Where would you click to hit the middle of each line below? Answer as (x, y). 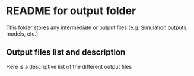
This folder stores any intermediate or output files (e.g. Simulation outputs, (97, 27)
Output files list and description (66, 53)
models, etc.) (22, 33)
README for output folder (71, 11)
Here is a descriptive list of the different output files (69, 66)
